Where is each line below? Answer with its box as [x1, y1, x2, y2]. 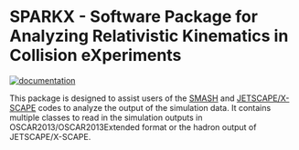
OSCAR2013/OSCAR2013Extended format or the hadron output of [9, 121, 257, 133]
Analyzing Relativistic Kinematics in [9, 25, 289, 46]
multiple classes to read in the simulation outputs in [9, 112, 203, 123]
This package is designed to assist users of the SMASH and [9, 93, 235, 104]
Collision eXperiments [9, 45, 182, 65]
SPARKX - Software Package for [9, 6, 259, 27]
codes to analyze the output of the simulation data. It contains [37, 102, 272, 113]
